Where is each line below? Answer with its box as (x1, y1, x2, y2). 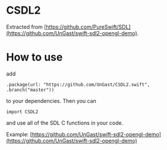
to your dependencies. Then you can (6, 97, 97, 104)
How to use (6, 51, 63, 64)
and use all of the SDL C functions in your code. (6, 119, 124, 126)
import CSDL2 (6, 108, 39, 115)
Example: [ (6, 130, 33, 137)
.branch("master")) (6, 87, 55, 93)
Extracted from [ (6, 23, 46, 30)
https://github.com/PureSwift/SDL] (46, 23, 131, 30)
